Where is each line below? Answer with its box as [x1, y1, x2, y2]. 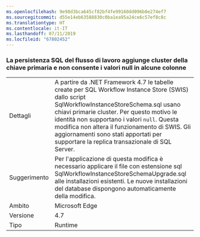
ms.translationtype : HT [6, 20, 65, 26]
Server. [54, 145, 76, 154]
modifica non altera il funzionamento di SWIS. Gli [54, 123, 191, 131]
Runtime [54, 221, 78, 229]
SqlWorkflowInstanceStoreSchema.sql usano [54, 101, 181, 109]
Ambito [9, 202, 30, 210]
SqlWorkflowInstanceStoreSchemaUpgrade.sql [54, 170, 186, 178]
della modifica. [54, 192, 96, 200]
